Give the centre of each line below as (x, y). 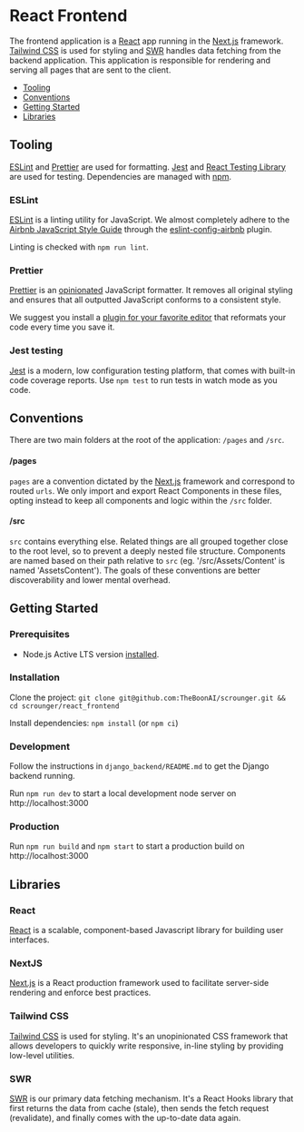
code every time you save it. (62, 327)
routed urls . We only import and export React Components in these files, (146, 490)
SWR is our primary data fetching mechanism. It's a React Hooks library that (152, 1098)
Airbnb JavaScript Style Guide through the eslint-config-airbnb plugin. (141, 230)
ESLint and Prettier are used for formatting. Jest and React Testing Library (147, 167)
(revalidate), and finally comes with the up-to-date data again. (125, 1118)
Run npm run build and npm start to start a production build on (127, 846)
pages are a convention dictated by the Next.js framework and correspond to (152, 481)
